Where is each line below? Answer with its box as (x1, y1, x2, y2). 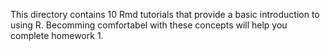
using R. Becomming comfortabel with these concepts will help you (10, 19, 288, 31)
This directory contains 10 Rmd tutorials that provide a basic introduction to (10, 9, 320, 20)
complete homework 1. (10, 30, 104, 41)
